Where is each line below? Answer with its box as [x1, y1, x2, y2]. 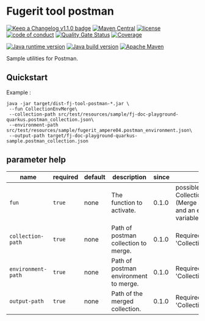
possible [175, 183, 200, 191]
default [84, 172, 106, 181]
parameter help [6, 155, 66, 165]
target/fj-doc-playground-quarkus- [47, 133, 138, 139]
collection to [111, 238, 147, 247]
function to [111, 198, 143, 207]
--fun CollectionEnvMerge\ [9, 106, 78, 112]
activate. [111, 206, 136, 215]
